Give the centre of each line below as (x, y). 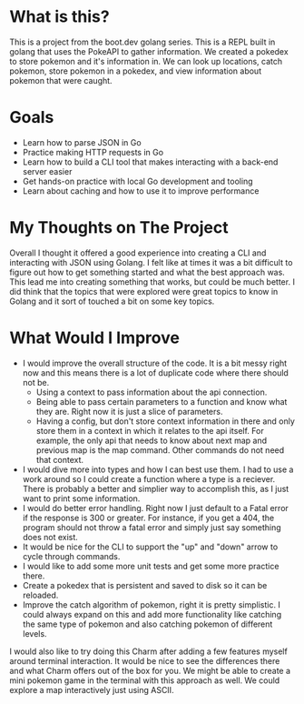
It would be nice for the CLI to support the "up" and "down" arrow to (150, 547)
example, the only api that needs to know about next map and (152, 440)
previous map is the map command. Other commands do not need (160, 450)
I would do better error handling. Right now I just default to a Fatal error (155, 508)
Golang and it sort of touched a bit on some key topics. (112, 301)
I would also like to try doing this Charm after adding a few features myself (148, 651)
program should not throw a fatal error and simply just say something (152, 527)
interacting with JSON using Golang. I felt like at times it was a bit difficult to (151, 262)
